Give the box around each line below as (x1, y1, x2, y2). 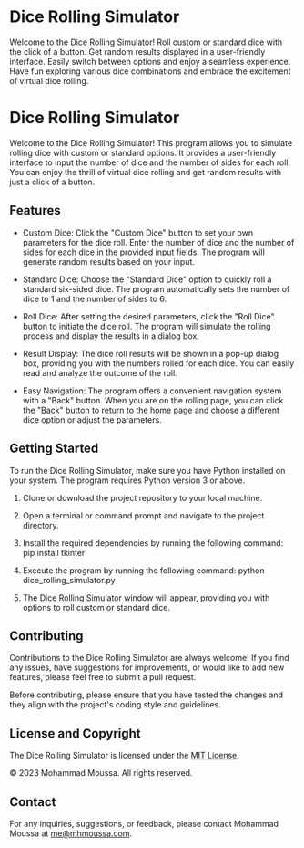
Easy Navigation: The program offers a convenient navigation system (22, 385, 282, 396)
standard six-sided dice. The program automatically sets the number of (22, 283, 290, 294)
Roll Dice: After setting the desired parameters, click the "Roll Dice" (22, 310, 275, 321)
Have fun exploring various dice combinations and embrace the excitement (9, 66, 291, 77)
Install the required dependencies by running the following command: (22, 537, 284, 549)
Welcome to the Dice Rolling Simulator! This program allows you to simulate (9, 137, 293, 148)
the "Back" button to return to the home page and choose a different (22, 404, 280, 415)
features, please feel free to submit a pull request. (9, 672, 197, 683)
